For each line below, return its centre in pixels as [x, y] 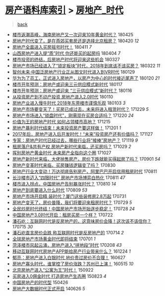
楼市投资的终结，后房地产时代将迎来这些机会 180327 [66, 59]
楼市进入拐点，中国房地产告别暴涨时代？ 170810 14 [64, 184]
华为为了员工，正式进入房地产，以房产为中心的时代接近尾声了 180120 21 [86, 78]
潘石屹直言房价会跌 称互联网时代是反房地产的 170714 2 [68, 232]
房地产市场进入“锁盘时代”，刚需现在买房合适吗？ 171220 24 [73, 115]
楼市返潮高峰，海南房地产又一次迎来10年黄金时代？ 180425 [73, 34]
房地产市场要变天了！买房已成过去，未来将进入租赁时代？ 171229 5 [81, 109]
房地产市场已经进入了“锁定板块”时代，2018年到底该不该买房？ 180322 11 [86, 66]
